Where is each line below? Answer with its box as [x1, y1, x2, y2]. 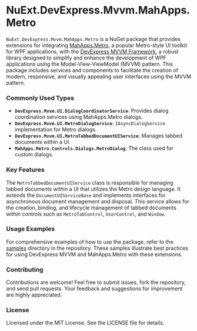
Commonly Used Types [6, 93, 75, 102]
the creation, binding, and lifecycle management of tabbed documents [6, 204, 176, 211]
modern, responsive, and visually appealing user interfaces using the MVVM [6, 73, 192, 80]
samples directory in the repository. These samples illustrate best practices [6, 245, 189, 252]
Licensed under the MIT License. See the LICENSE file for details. [6, 319, 165, 326]
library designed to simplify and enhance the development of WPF [6, 54, 166, 61]
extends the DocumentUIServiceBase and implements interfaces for [6, 192, 166, 199]
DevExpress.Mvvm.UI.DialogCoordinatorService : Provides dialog [14, 107, 169, 115]
